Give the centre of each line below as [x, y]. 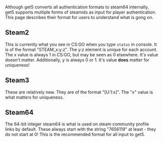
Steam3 [17, 80]
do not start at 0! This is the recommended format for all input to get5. [75, 134]
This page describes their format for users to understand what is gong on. [79, 17]
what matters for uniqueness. [35, 97]
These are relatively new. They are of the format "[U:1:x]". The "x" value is [79, 92]
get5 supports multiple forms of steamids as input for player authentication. [81, 12]
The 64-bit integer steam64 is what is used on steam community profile [77, 124]
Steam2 [17, 33]
